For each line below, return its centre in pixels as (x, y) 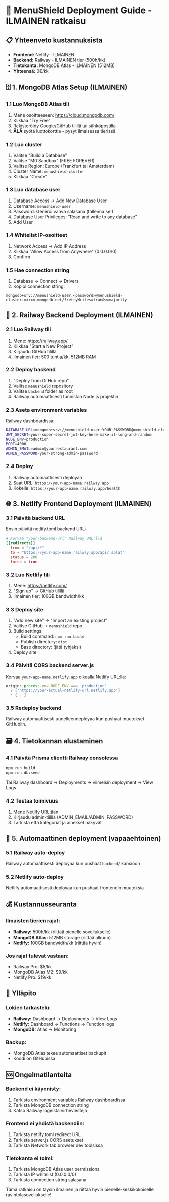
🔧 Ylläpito (21, 993)
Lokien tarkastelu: (28, 1008)
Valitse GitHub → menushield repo (47, 626)
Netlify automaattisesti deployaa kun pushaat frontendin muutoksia (75, 888)
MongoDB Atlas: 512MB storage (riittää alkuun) (62, 937)
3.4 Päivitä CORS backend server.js (50, 665)
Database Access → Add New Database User (60, 201)
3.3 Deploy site (24, 609)
